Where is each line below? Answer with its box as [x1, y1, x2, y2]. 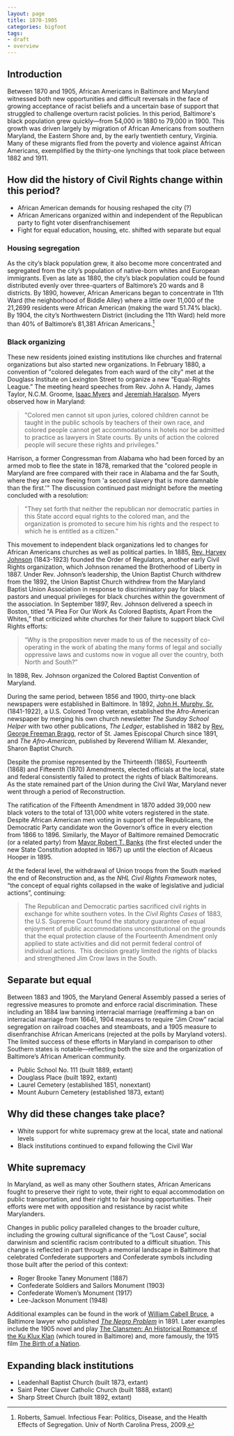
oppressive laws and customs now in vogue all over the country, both [24, 650, 224, 658]
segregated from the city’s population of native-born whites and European [7, 266, 220, 274]
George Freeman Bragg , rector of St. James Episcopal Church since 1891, [7, 729, 218, 737]
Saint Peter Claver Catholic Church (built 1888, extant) [17, 1386, 173, 1394]
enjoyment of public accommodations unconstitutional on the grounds [24, 924, 226, 933]
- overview [7, 43, 39, 50]
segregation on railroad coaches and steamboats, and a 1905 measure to [7, 1022, 217, 1030]
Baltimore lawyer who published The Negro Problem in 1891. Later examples [7, 1317, 226, 1326]
